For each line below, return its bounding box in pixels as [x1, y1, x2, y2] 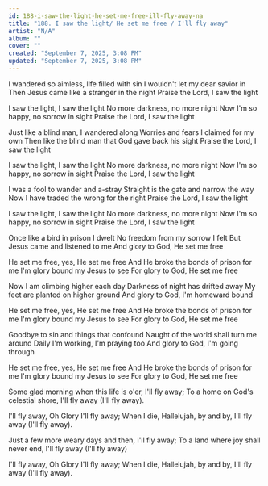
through [8, 346, 35, 356]
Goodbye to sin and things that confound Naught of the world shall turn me [8, 329, 258, 339]
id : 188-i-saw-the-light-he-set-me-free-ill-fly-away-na [8, 11, 204, 20]
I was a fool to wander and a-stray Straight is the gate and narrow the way [8, 184, 254, 194]
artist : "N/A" [8, 27, 56, 35]
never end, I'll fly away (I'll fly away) [8, 443, 128, 453]
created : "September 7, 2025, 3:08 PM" [8, 49, 142, 57]
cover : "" [8, 42, 42, 50]
